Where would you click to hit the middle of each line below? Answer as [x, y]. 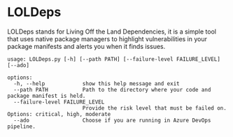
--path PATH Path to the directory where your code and [112, 89]
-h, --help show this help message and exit [97, 84]
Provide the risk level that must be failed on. [155, 108]
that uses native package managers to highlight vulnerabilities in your [107, 38]
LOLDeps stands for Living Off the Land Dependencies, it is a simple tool [112, 31]
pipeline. [22, 127]
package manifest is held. [47, 96]
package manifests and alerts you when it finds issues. [86, 46]
